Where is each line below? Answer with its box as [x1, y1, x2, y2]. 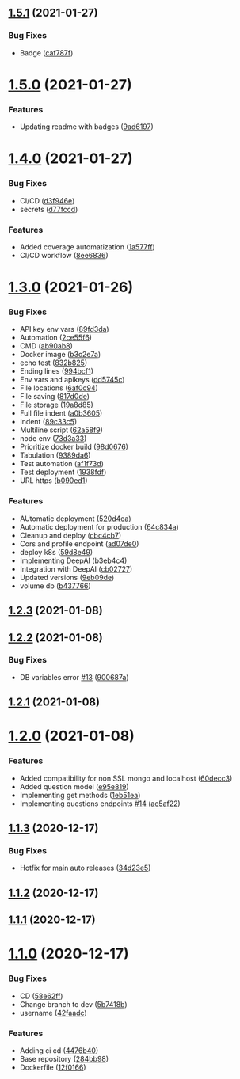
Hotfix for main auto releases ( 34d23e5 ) [19, 863, 151, 873]
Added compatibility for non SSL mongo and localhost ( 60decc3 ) [19, 773, 233, 783]
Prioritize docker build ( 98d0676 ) [19, 443, 129, 452]
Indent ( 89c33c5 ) [19, 417, 78, 427]
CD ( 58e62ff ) [19, 991, 63, 1001]
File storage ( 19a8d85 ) [19, 400, 93, 410]
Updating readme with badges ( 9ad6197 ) [19, 122, 154, 131]
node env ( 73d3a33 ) [19, 434, 87, 443]
